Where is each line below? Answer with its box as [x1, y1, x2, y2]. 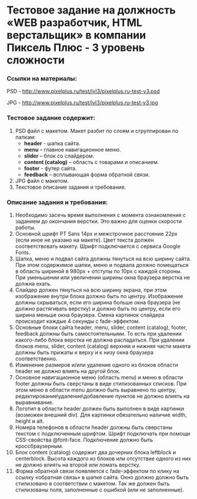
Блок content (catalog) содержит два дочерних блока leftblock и [15, 449, 176, 456]
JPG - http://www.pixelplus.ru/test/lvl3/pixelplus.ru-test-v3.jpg [6, 99, 158, 106]
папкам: [15, 133, 36, 140]
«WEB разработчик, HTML [6, 16, 143, 29]
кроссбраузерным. [15, 443, 64, 450]
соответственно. [15, 355, 58, 362]
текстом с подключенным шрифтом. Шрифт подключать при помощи [15, 430, 191, 437]
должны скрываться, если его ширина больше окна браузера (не [15, 299, 181, 306]
